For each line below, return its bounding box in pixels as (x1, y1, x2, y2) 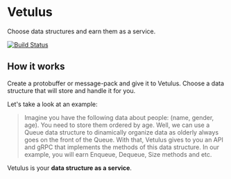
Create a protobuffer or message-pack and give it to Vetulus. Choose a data (7, 79, 224, 87)
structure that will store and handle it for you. (7, 86, 136, 94)
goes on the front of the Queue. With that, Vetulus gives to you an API (24, 135, 223, 144)
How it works (7, 60, 65, 73)
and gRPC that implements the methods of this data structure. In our (24, 143, 220, 151)
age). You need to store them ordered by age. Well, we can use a (24, 121, 210, 129)
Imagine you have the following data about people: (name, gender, (24, 113, 214, 121)
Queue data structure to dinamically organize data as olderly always (24, 128, 219, 136)
